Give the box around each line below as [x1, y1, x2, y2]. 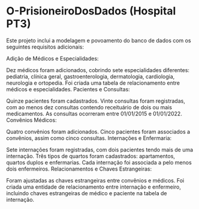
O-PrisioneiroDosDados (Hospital [6, 4, 176, 18]
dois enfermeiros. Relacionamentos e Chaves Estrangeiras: [6, 165, 152, 172]
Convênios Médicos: [6, 116, 57, 124]
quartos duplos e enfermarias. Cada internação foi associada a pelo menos [6, 159, 192, 166]
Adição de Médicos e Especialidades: [6, 55, 99, 62]
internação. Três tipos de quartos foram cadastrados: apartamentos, [6, 152, 176, 160]
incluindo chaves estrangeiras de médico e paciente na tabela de [6, 189, 167, 196]
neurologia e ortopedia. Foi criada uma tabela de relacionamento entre [6, 79, 180, 86]
